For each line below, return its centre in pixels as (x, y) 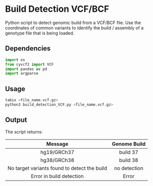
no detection (129, 168)
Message (57, 144)
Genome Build (129, 144)
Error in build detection (58, 176)
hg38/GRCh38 (57, 160)
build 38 (129, 160)
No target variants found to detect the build (57, 168)
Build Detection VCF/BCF (57, 9)
